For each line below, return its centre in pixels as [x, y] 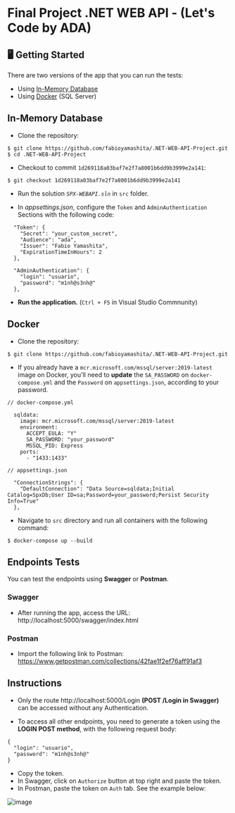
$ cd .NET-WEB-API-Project [47, 154]
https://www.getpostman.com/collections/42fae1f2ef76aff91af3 [110, 661]
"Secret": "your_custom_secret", [69, 234]
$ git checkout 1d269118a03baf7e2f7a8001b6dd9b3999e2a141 [94, 180]
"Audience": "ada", [49, 240]
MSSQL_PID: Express [54, 446]
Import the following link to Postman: [71, 654]
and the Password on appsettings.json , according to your [136, 382]
